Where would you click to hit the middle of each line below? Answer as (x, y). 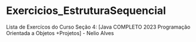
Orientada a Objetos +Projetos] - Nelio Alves (60, 33)
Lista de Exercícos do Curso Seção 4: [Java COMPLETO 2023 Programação (98, 27)
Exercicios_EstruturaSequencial (86, 11)
